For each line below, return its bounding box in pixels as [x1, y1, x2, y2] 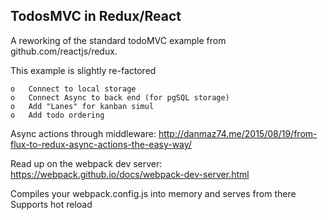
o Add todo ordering [10, 110, 105, 120]
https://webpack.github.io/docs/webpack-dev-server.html [10, 168, 250, 180]
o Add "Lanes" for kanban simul [10, 101, 155, 111]
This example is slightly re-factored [10, 64, 157, 76]
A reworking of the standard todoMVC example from [10, 34, 227, 46]
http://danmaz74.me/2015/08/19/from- [158, 127, 318, 139]
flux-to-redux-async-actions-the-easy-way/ [10, 138, 192, 150]
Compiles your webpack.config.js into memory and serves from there [10, 187, 297, 199]
